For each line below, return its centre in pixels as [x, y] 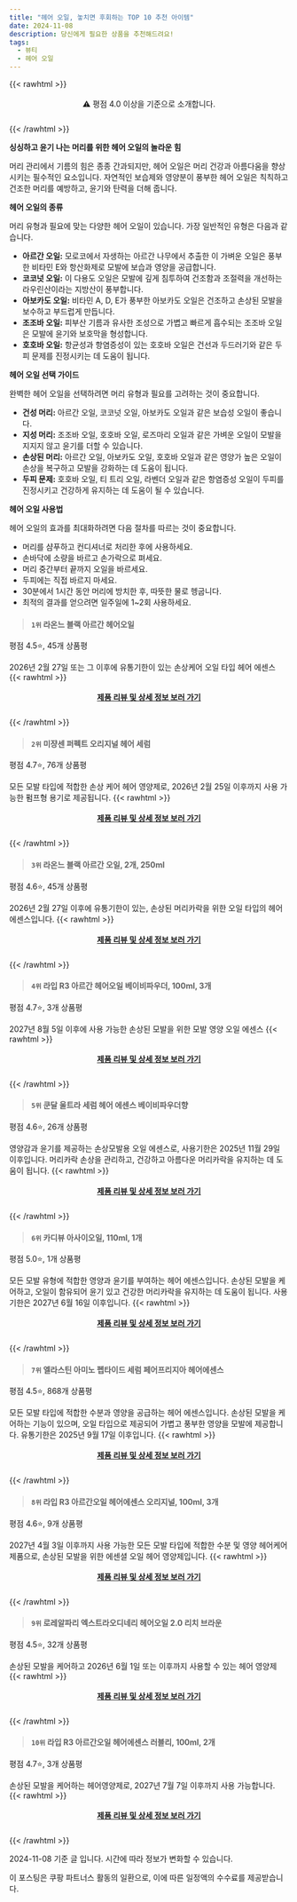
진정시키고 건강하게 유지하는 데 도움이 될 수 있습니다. [113, 490]
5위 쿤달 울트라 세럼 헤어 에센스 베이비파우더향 [109, 1106]
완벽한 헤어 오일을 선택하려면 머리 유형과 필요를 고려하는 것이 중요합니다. [134, 393]
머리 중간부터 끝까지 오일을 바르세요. [85, 569]
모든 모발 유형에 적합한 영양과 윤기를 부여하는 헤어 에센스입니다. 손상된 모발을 [143, 1280]
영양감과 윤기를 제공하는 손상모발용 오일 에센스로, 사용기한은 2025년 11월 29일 [145, 1149]
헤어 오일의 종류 [36, 207]
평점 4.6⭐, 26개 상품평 [49, 1127]
